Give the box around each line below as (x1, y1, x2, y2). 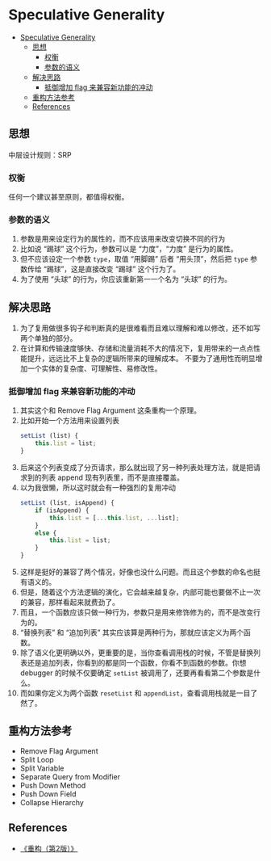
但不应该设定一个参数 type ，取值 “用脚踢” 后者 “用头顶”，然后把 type (19, 254, 248, 264)
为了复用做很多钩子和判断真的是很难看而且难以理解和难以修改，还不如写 (19, 323, 261, 333)
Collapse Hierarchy (19, 797, 85, 807)
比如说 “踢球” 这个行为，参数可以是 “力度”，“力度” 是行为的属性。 (19, 244, 238, 254)
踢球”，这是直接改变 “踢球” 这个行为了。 (46, 264, 181, 274)
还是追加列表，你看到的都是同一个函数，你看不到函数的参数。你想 (27, 658, 247, 668)
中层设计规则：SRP (8, 149, 72, 159)
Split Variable (19, 763, 65, 773)
